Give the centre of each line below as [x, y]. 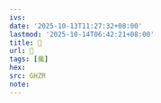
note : [19, 84]
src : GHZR [28, 76]
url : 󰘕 [22, 51]
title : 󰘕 [26, 43]
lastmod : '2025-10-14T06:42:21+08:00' [82, 34]
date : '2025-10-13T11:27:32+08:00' [76, 26]
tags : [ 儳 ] [29, 59]
